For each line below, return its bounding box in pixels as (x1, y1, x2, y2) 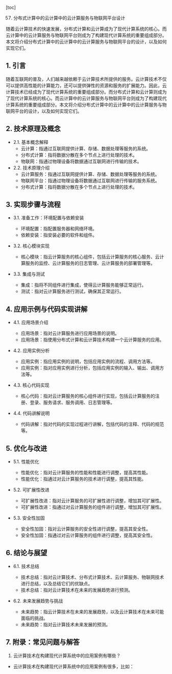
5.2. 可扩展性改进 (13, 487, 50, 493)
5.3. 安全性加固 (13, 515, 45, 521)
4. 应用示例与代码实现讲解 (6, 305, 88, 313)
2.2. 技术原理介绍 (13, 164, 50, 171)
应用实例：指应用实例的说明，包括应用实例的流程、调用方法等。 (20, 359, 155, 365)
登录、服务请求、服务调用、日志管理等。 (30, 399, 115, 406)
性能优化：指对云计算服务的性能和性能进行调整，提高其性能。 (20, 470, 151, 476)
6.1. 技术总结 (13, 563, 40, 569)
